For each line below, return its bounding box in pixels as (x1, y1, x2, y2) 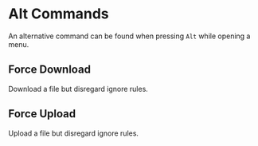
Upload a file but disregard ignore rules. (8, 128, 139, 138)
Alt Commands (8, 5, 109, 23)
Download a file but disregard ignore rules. (8, 84, 149, 93)
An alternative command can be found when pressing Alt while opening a (8, 31, 251, 41)
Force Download (8, 63, 92, 77)
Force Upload (8, 107, 76, 120)
